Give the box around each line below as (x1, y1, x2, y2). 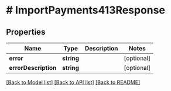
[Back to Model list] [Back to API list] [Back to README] (6, 79, 141, 86)
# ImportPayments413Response (6, 4, 166, 17)
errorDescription (9, 64, 57, 72)
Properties (6, 27, 46, 37)
